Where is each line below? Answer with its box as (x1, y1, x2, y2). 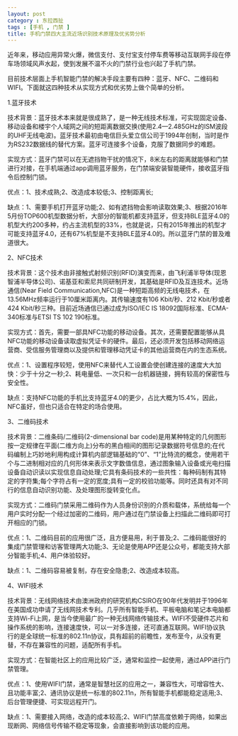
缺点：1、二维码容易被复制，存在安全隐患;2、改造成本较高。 (7, 567, 183, 575)
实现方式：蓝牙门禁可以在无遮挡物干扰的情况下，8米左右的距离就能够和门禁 (7, 155, 229, 164)
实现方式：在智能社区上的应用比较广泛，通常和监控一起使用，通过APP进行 (7, 656, 225, 664)
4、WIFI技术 (7, 581, 44, 590)
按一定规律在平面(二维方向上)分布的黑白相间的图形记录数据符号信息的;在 (7, 441, 219, 450)
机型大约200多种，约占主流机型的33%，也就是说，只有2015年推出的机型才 (7, 221, 227, 229)
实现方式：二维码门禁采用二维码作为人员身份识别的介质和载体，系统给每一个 (7, 501, 231, 509)
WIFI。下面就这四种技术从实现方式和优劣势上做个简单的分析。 (7, 83, 188, 92)
